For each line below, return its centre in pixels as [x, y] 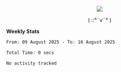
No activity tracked [32, 63]
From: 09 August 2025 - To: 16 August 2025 [61, 42]
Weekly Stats [23, 31]
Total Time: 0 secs [30, 53]
